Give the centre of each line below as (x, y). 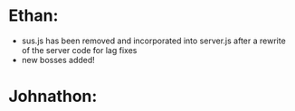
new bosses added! (58, 60)
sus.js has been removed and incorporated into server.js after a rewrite (153, 41)
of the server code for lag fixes (79, 50)
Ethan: (33, 16)
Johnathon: (53, 97)
